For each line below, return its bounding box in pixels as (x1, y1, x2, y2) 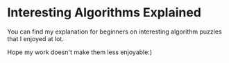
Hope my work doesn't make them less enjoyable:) (7, 48, 153, 56)
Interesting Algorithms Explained (7, 5, 201, 21)
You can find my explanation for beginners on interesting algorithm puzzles (7, 27, 222, 36)
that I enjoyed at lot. (7, 34, 64, 42)
